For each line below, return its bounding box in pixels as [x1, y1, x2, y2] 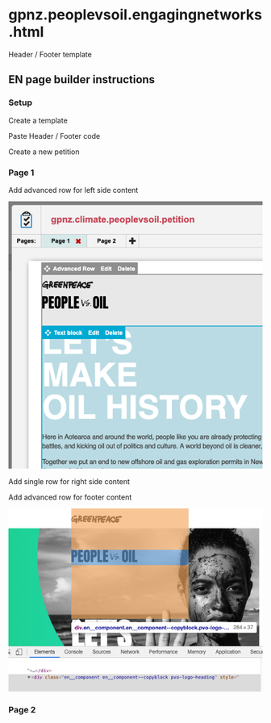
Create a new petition [8, 147, 80, 157]
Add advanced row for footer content [8, 492, 132, 502]
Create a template [8, 115, 69, 125]
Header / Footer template [8, 49, 93, 59]
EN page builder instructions [8, 73, 156, 86]
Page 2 [8, 704, 36, 716]
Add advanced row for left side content [8, 185, 139, 194]
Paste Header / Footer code [8, 131, 101, 140]
